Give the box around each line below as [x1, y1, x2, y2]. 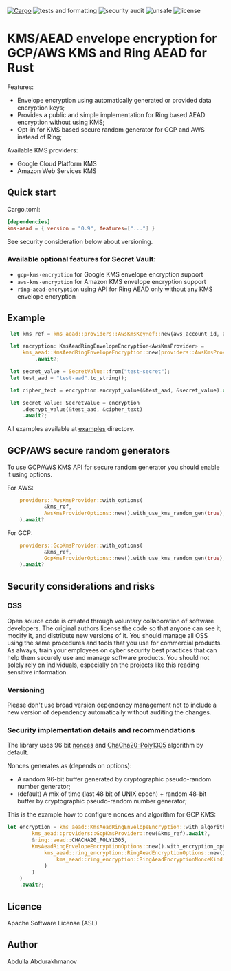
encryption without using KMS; [16, 118, 105, 126]
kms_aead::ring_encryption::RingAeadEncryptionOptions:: [43, 849, 211, 857]
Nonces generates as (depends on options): [7, 762, 132, 770]
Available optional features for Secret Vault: [7, 254, 157, 264]
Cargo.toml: [7, 205, 41, 213]
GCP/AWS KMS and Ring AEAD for [7, 46, 208, 61]
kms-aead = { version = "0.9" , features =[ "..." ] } [7, 225, 155, 232]
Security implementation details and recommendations [7, 725, 195, 735]
